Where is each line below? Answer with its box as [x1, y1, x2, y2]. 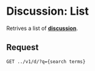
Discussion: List [6, 4, 90, 18]
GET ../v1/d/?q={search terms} [6, 58, 86, 65]
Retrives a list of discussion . [6, 24, 78, 32]
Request [6, 42, 39, 53]
